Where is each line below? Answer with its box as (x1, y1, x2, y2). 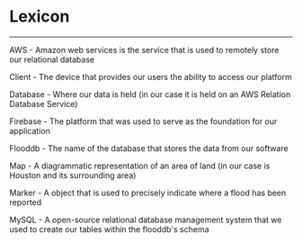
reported (9, 196, 42, 208)
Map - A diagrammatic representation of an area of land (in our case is (9, 160, 271, 171)
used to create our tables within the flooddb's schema (9, 223, 209, 235)
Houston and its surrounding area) (9, 169, 137, 181)
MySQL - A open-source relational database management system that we (9, 214, 282, 225)
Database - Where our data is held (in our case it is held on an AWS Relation (9, 88, 291, 100)
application (9, 125, 51, 136)
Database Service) (9, 98, 78, 109)
